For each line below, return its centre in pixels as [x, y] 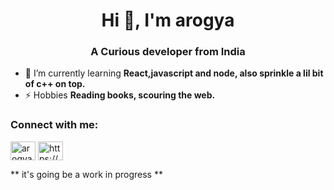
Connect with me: [54, 125]
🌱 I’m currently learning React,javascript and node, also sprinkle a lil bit [174, 73]
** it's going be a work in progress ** [86, 174]
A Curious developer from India [168, 52]
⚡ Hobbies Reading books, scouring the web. [120, 95]
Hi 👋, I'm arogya [168, 20]
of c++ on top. [55, 84]
